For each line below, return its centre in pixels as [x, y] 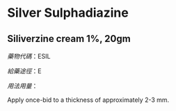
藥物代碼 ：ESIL [29, 56]
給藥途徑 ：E [24, 71]
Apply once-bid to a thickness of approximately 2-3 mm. [88, 100]
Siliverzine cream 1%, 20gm [69, 39]
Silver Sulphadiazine [68, 13]
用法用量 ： [23, 86]
